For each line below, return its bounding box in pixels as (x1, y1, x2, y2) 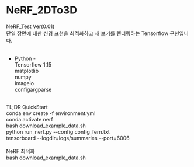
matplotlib (14, 67, 39, 74)
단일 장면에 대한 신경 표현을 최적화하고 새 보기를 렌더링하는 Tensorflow (6, 30, 169, 37)
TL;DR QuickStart (6, 103, 48, 110)
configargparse (14, 86, 52, 93)
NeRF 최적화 (6, 147, 35, 155)
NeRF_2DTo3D (6, 4, 78, 17)
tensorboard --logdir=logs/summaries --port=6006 (6, 134, 130, 141)
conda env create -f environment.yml (6, 109, 96, 117)
